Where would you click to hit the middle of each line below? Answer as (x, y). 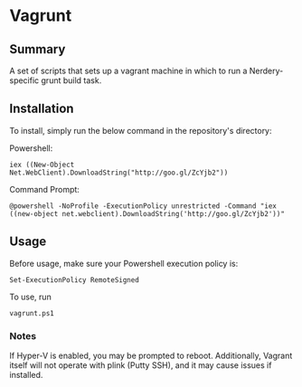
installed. (26, 374)
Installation (42, 109)
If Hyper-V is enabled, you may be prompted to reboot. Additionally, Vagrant (151, 355)
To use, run (30, 297)
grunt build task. (71, 80)
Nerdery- (266, 71)
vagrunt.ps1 (32, 313)
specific (24, 80)
